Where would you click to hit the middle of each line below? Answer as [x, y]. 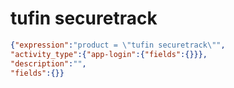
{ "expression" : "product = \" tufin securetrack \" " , [118, 45]
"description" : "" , [48, 63]
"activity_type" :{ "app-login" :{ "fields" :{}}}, [109, 54]
